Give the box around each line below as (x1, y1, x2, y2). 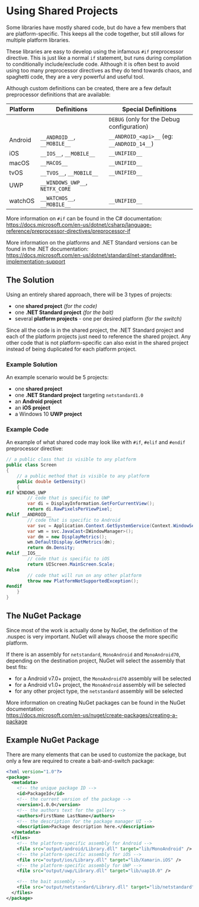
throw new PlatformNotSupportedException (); (27, 578, 139, 584)
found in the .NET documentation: (6, 245, 89, 252)
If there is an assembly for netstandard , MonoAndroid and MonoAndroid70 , (6, 651, 181, 658)
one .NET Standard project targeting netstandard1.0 (14, 392, 144, 399)
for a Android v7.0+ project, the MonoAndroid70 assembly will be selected (14, 675, 191, 682)
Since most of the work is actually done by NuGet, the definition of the (6, 626, 178, 633)
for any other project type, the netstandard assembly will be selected (14, 687, 184, 694)
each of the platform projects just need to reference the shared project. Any (6, 332, 191, 340)
